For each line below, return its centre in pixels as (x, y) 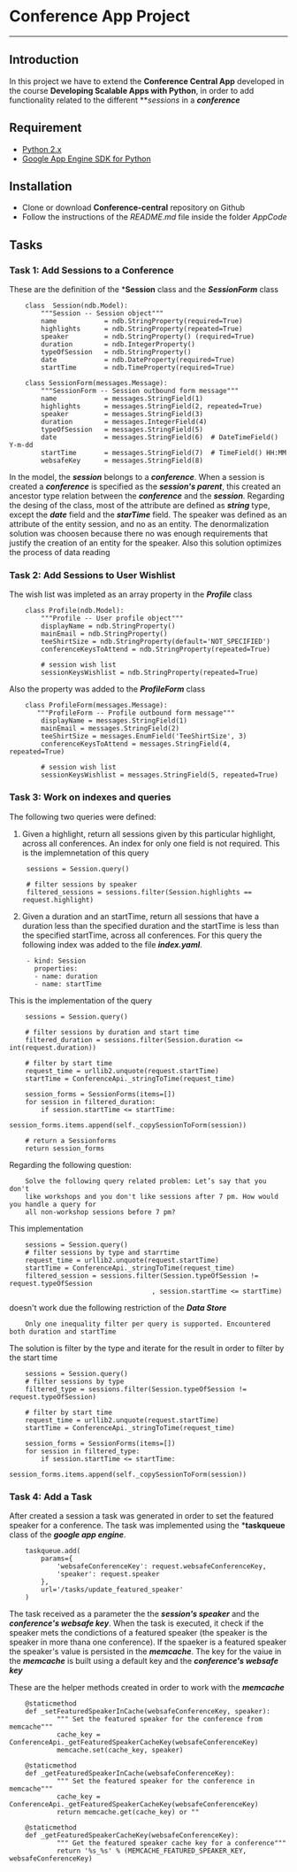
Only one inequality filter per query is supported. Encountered (148, 1324)
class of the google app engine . (68, 1535)
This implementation (46, 1228)
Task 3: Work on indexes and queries (90, 797)
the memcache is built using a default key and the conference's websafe (144, 1660)
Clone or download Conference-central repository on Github (133, 208)
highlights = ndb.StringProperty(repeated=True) (142, 329)
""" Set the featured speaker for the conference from (160, 1719)
